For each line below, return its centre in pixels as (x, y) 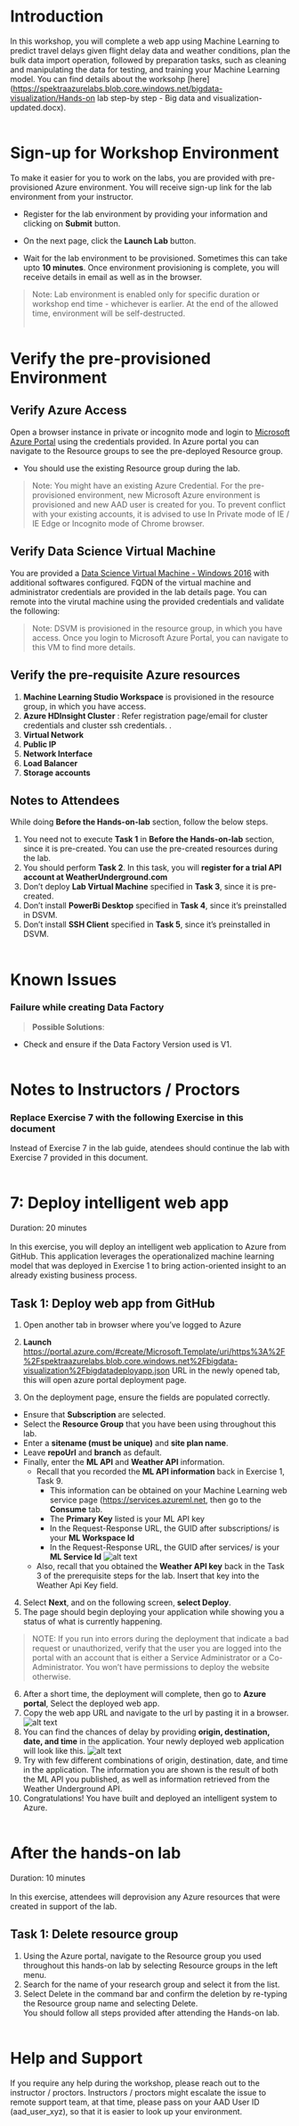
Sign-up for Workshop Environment (145, 153)
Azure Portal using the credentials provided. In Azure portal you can (134, 441)
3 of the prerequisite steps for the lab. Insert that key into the (148, 1576)
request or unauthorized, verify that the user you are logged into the (157, 1649)
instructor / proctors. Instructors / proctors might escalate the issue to (138, 2092)
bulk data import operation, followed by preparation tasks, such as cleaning (149, 60)
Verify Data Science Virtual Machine (113, 552)
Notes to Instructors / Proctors (125, 1089)
